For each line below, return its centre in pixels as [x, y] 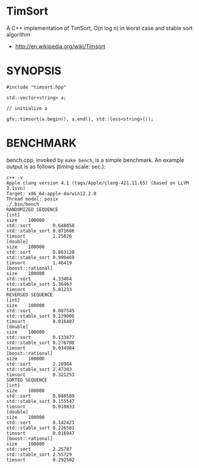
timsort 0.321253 [40, 375]
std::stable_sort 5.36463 [39, 284]
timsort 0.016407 [40, 321]
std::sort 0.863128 [40, 252]
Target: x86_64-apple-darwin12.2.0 [51, 194]
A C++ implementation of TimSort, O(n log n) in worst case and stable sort [100, 28]
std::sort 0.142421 [40, 422]
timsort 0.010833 [40, 407]
